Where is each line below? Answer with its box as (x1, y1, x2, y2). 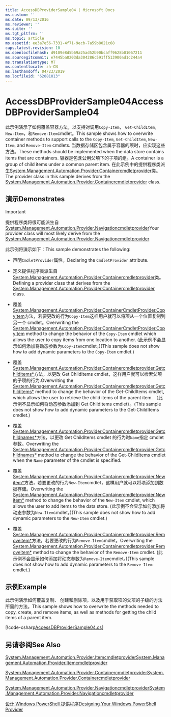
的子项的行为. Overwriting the (12, 377, 74, 383)
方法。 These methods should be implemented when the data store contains (5, 148, 164, 154)
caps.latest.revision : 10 (5, 45, 60, 50)
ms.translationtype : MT (5, 60, 56, 65)
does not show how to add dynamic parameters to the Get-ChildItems (12, 406, 159, 412)
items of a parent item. (5, 615, 52, 621)
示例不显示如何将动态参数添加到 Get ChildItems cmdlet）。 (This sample (12, 401, 161, 407)
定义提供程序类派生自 (12, 268, 58, 274)
